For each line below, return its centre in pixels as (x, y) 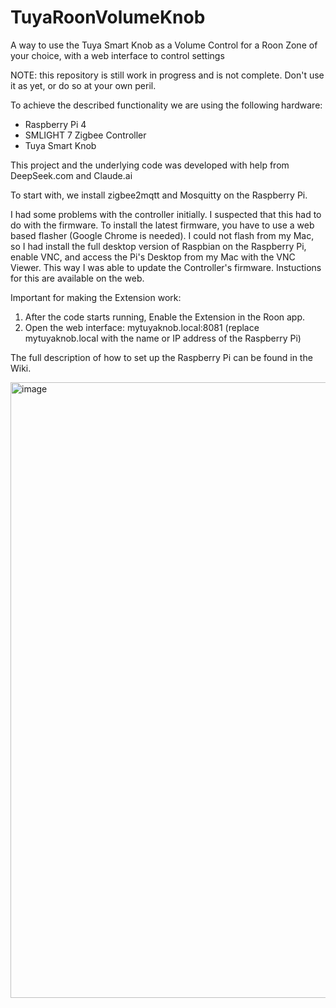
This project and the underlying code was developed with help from (150, 165)
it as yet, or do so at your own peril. (83, 85)
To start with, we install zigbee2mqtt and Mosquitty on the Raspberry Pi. (159, 195)
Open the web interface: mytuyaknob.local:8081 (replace (142, 327)
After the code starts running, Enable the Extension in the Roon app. (165, 317)
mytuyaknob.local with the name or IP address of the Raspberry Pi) (163, 338)
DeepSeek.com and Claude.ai (71, 175)
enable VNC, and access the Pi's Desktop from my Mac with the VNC (153, 257)
